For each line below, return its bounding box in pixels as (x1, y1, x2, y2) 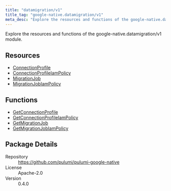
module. (5, 36, 23, 42)
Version (5, 175, 21, 181)
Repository (5, 153, 28, 159)
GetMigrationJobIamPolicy (12, 125, 69, 131)
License (5, 164, 22, 171)
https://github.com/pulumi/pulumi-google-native (18, 159, 120, 165)
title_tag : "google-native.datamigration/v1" (5, 12, 103, 17)
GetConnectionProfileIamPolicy (12, 115, 78, 120)
